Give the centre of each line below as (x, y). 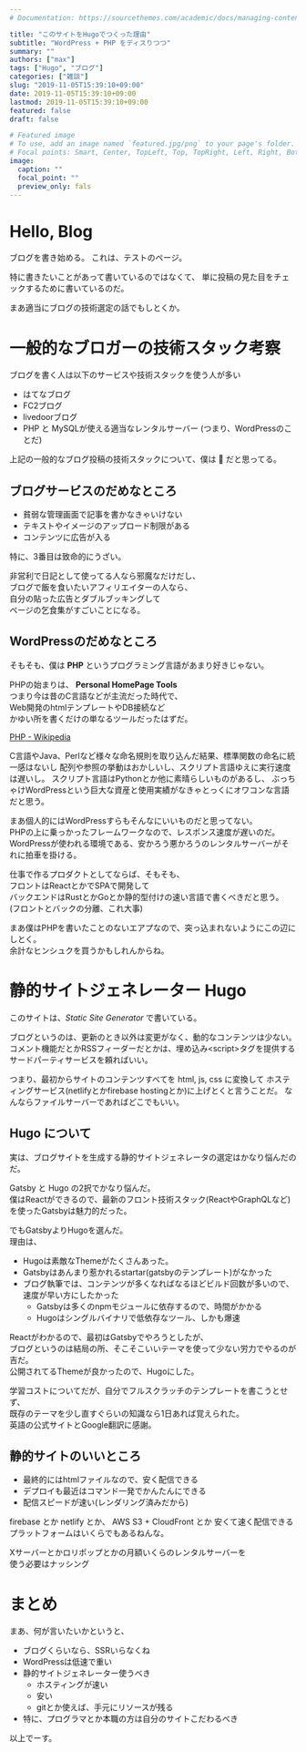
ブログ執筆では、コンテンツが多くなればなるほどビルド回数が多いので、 (158, 1283)
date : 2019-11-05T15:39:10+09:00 (73, 93)
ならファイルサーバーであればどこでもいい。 (101, 1101)
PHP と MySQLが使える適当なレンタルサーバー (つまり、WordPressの (153, 428)
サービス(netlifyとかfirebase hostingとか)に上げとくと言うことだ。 (158, 1091)
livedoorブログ (50, 417)
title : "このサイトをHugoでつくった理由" (80, 34)
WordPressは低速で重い (67, 1662)
